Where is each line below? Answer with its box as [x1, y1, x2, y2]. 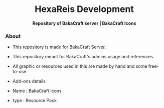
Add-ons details [12, 78, 46, 84]
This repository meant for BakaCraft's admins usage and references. [12, 54, 154, 60]
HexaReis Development [35, 3, 134, 15]
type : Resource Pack [12, 98, 57, 104]
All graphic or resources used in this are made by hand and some [12, 63, 147, 69]
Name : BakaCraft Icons [12, 88, 62, 94]
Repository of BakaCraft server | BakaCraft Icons [32, 20, 136, 26]
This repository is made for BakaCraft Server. [12, 44, 106, 50]
